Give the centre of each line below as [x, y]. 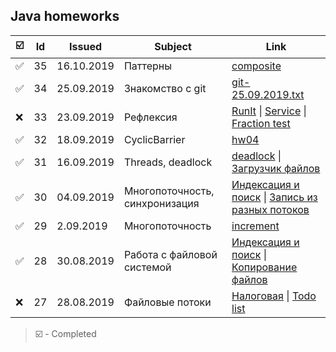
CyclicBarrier [154, 139]
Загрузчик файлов [276, 168]
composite [256, 66]
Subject [173, 47]
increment [255, 226]
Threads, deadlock [168, 162]
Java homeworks [65, 16]
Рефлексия [150, 117]
